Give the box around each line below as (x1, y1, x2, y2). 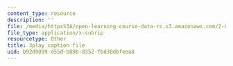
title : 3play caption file (7, 42, 85, 49)
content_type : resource (7, 10, 76, 17)
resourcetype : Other (7, 36, 67, 43)
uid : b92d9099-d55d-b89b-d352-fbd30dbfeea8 (7, 49, 135, 56)
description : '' (7, 16, 54, 23)
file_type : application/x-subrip (7, 29, 104, 36)
